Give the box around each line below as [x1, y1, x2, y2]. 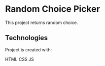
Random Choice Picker [5, 3, 100, 15]
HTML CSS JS [5, 56, 35, 62]
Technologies [5, 34, 48, 42]
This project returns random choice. [5, 20, 78, 25]
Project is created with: [5, 46, 52, 52]
